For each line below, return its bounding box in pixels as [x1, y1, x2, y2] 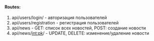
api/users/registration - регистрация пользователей [11, 20, 119, 26]
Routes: [4, 4, 21, 10]
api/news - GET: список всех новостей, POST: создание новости [11, 25, 146, 31]
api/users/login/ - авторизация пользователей [11, 15, 107, 20]
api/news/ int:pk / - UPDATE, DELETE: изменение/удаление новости [11, 30, 150, 36]
